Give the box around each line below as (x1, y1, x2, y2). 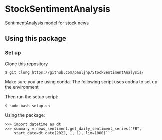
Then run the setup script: (5, 93, 59, 100)
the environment (5, 84, 39, 90)
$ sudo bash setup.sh (5, 103, 50, 108)
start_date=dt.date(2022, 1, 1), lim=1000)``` (14, 130, 113, 135)
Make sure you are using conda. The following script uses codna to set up (5, 78, 158, 85)
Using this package (5, 34, 66, 43)
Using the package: (5, 112, 45, 118)
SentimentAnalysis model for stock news (5, 20, 89, 26)
